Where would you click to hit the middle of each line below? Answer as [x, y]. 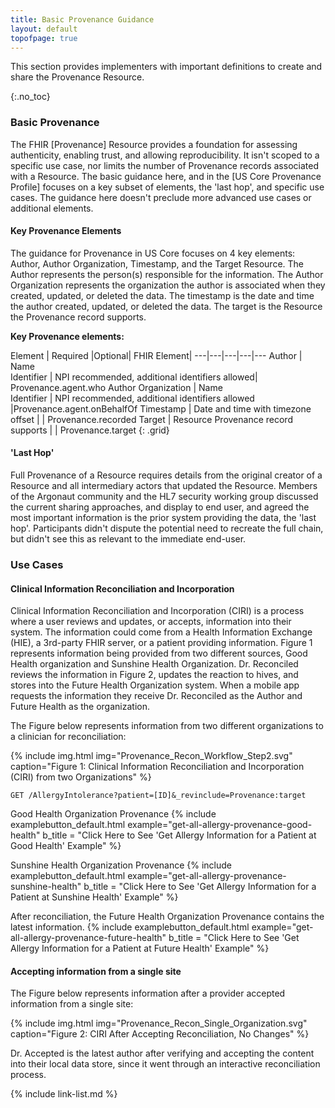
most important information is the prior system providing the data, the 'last [163, 518]
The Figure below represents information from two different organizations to [167, 726]
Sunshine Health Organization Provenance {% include [121, 865]
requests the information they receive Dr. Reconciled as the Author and [156, 696]
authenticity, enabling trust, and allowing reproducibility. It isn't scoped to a [165, 155]
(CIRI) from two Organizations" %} [81, 777]
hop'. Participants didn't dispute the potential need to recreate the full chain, [167, 528]
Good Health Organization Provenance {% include [113, 814]
